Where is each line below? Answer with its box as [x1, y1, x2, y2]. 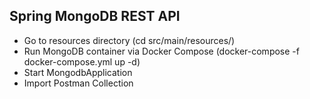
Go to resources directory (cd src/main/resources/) [23, 34, 236, 46]
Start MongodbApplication [23, 66, 133, 78]
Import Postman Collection [23, 77, 134, 89]
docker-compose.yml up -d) [23, 55, 141, 68]
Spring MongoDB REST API [9, 8, 181, 25]
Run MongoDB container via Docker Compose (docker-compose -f [23, 45, 300, 57]
